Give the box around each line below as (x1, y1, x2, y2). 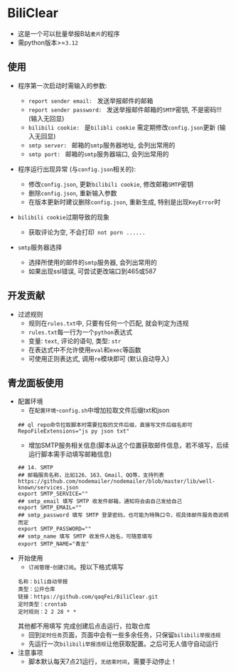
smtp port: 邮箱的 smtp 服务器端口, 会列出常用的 (28, 149, 169, 158)
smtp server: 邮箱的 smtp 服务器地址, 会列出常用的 (28, 141, 176, 149)
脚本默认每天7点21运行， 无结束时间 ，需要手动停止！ (28, 657, 178, 666)
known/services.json (17, 484, 79, 492)
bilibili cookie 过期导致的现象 (17, 212, 110, 221)
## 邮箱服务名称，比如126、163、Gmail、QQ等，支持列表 (17, 472, 165, 479)
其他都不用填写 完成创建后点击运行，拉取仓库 (17, 622, 151, 630)
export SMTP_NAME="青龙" (17, 541, 90, 548)
